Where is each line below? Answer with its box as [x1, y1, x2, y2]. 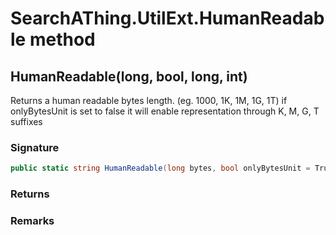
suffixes [10, 116, 43, 127]
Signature [10, 140, 60, 154]
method [29, 28, 96, 51]
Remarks [10, 214, 55, 228]
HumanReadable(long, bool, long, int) [10, 68, 248, 85]
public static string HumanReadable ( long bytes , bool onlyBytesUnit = [10, 163, 311, 174]
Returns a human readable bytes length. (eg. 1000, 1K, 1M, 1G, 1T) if [10, 95, 288, 106]
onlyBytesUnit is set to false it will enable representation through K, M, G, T [10, 105, 320, 117]
